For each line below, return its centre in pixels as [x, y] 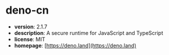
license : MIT [30, 39]
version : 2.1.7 [31, 27]
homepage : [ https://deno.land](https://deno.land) [75, 46]
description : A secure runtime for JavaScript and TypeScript [89, 33]
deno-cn [27, 10]
